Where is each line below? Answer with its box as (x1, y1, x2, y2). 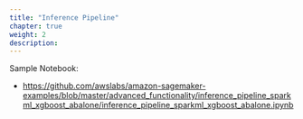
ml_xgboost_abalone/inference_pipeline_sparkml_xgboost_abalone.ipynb (22, 100, 294, 111)
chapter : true (9, 22, 63, 31)
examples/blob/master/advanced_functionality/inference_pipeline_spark (22, 90, 291, 101)
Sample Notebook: (9, 63, 79, 74)
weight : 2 (9, 30, 47, 39)
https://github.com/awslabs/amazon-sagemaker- (22, 80, 206, 91)
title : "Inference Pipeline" (9, 13, 119, 23)
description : (9, 38, 59, 48)
